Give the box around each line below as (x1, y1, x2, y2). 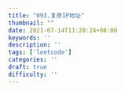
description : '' (8, 41, 61, 49)
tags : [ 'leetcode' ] (8, 48, 72, 56)
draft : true (8, 63, 47, 71)
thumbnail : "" (8, 19, 55, 27)
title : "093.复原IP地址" (8, 11, 85, 20)
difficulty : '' (8, 70, 58, 78)
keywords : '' (8, 33, 51, 42)
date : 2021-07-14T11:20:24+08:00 (8, 26, 118, 34)
